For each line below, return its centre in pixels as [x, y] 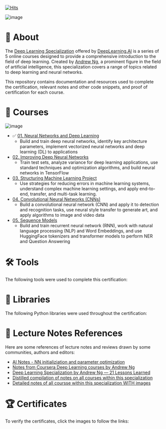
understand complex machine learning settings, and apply [79, 188]
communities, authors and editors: [40, 352]
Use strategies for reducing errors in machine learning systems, [85, 183]
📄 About [22, 37]
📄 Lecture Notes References [64, 333]
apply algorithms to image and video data [62, 215]
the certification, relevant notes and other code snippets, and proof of [76, 87]
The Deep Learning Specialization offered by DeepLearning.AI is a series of [82, 51]
